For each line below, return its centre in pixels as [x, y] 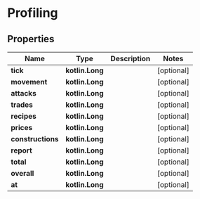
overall [22, 173]
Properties [31, 39]
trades [22, 105]
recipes [24, 116]
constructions [35, 139]
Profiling [33, 13]
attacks [24, 93]
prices [22, 128]
